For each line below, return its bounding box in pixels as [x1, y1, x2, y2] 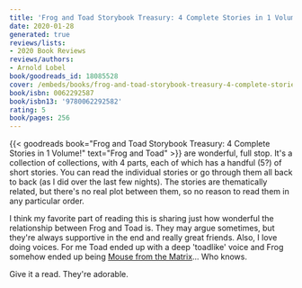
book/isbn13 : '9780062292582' [9, 96, 123, 106]
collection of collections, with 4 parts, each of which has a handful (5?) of [9, 157, 282, 168]
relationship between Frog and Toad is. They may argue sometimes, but [9, 222, 275, 234]
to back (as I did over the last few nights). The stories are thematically [9, 176, 268, 187]
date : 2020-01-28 [9, 22, 75, 31]
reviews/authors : [9, 55, 75, 64]
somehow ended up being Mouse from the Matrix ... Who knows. [9, 251, 247, 262]
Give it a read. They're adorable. [9, 269, 129, 280]
